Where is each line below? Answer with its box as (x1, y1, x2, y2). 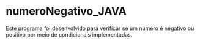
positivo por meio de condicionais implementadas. (6, 31, 133, 38)
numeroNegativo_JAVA (6, 4, 127, 18)
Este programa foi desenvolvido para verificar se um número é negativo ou (6, 24, 194, 32)
